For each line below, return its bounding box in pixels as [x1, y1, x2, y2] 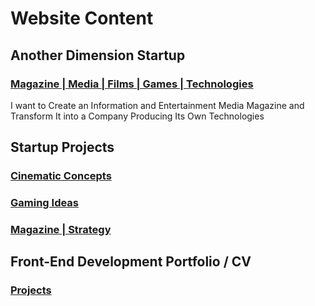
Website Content [10, 7, 154, 30]
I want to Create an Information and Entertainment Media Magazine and [10, 99, 305, 111]
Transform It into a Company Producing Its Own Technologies [10, 110, 265, 122]
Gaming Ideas [10, 196, 80, 210]
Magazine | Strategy [10, 223, 112, 237]
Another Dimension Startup [10, 47, 186, 64]
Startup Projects [10, 139, 115, 156]
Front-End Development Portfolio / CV [10, 253, 252, 271]
